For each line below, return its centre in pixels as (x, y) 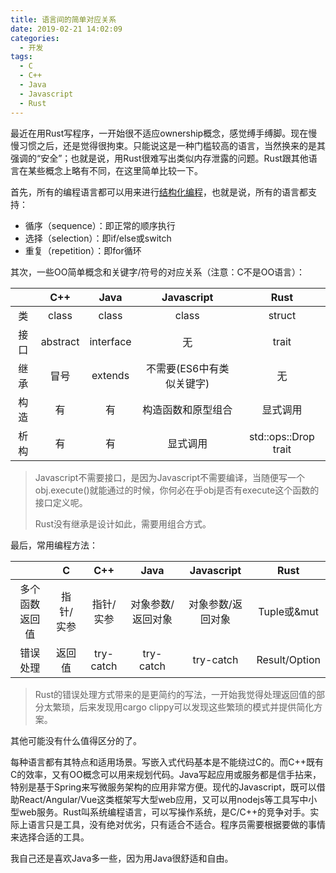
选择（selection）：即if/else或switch (98, 238)
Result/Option (288, 659)
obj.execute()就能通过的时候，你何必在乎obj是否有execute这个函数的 (177, 490)
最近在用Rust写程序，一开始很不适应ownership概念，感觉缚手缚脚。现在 (159, 133)
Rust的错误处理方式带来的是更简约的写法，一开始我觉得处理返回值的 (175, 694)
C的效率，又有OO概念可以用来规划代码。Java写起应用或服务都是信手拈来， (166, 774)
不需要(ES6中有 (182, 368)
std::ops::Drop (281, 436)
